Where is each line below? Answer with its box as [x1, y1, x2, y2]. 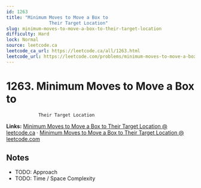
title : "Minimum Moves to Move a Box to [6, 14, 109, 20]
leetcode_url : [6, 53, 42, 59]
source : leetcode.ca [6, 43, 58, 49]
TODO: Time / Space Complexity [14, 175, 96, 182]
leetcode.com [6, 135, 40, 142]
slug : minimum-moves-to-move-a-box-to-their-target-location [6, 25, 162, 32]
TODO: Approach [14, 169, 58, 176]
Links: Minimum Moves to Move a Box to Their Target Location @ [6, 123, 167, 130]
